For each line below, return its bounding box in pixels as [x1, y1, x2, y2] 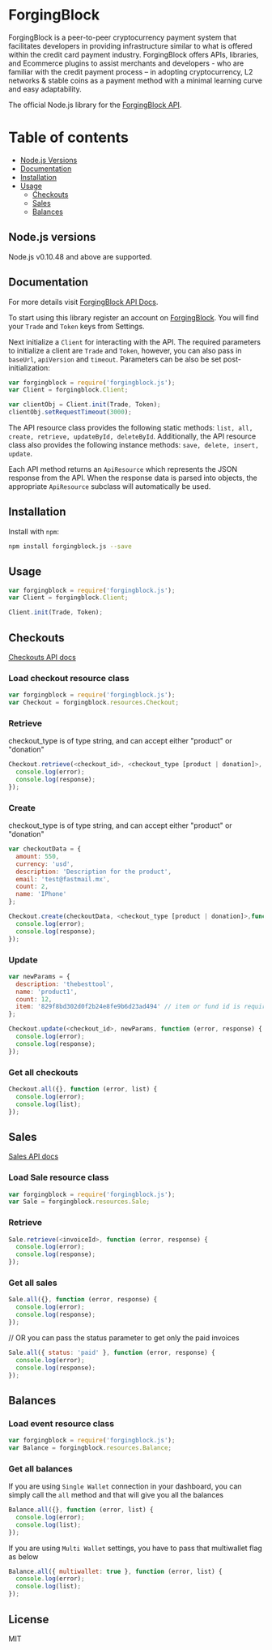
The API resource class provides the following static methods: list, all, [8, 423, 253, 432]
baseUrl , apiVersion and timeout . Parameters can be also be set [8, 354, 222, 364]
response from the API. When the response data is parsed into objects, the [8, 473, 257, 482]
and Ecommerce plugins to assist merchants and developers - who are [8, 58, 244, 68]
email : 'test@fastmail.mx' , [15, 875, 111, 883]
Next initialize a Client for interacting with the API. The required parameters [8, 336, 261, 346]
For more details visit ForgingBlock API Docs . [8, 297, 159, 306]
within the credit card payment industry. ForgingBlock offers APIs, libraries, [8, 49, 259, 59]
